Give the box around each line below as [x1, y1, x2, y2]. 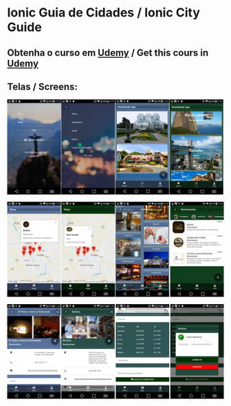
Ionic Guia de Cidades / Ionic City [7, 5, 201, 21]
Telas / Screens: [7, 81, 78, 92]
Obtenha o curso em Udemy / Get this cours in [7, 47, 209, 58]
